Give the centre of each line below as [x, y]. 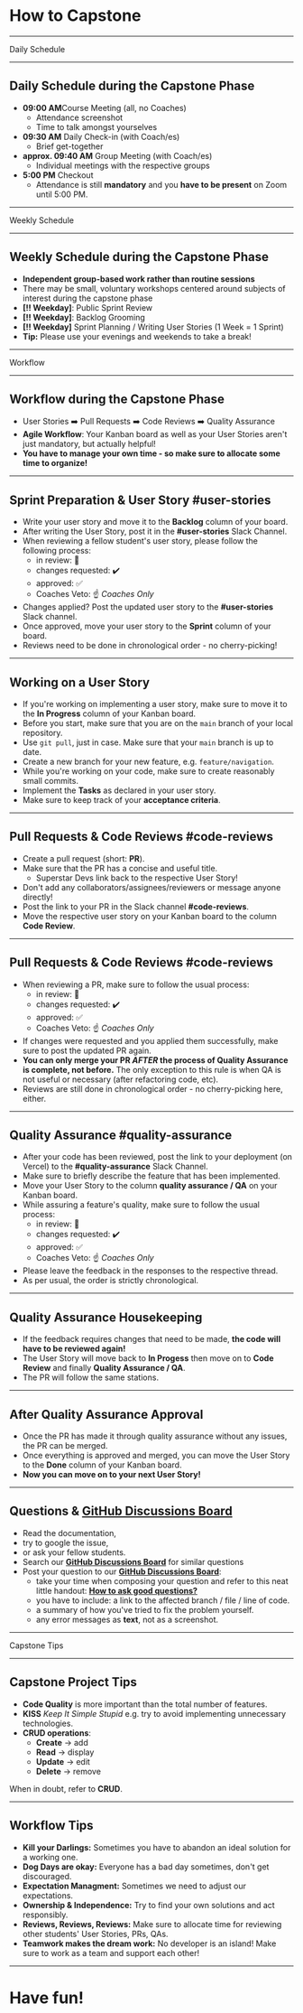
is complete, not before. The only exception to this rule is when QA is [151, 1069]
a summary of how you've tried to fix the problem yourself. [145, 1609]
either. [34, 1098]
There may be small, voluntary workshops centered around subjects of [154, 288]
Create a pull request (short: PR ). [83, 858]
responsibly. [45, 1915]
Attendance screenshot [79, 117]
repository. [42, 733]
